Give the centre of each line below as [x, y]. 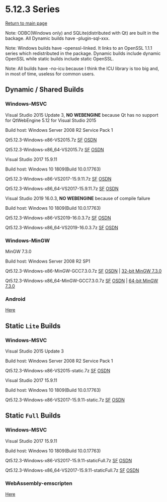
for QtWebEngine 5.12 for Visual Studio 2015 [51, 120]
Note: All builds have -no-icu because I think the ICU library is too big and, [82, 68]
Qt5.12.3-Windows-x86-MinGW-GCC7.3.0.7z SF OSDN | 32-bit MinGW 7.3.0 [83, 271]
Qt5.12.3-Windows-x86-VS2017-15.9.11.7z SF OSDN [58, 179]
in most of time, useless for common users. [50, 73]
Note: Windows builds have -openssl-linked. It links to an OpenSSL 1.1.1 [79, 48]
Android [15, 299]
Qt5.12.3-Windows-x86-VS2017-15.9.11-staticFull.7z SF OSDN [69, 460]
